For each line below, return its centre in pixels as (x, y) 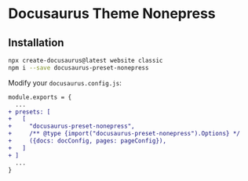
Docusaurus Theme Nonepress (112, 14)
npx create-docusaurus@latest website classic (86, 60)
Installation (36, 43)
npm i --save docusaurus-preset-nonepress (78, 67)
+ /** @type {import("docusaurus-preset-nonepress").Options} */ (124, 134)
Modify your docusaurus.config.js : (65, 82)
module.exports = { (40, 97)
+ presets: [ (29, 112)
